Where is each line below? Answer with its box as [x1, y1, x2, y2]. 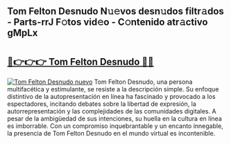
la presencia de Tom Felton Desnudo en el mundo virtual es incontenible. [7, 129, 216, 137]
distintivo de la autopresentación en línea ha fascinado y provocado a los [7, 93, 216, 100]
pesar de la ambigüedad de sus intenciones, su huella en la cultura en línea [7, 114, 222, 123]
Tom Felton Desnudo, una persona [94, 78, 193, 86]
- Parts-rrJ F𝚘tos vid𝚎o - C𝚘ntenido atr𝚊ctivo [7, 17, 208, 28]
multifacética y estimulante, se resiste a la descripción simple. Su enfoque [7, 85, 219, 93]
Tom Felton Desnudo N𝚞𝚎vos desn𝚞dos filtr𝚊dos [7, 6, 224, 17]
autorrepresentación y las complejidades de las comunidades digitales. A [7, 107, 216, 115]
